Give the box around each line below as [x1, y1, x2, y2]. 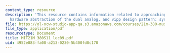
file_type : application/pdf [5, 26, 65, 31]
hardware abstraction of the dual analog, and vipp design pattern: [10, 17, 157, 22]
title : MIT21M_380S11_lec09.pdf [5, 36, 73, 41]
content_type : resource [5, 7, 56, 13]
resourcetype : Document [5, 31, 56, 36]
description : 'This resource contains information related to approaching [5, 12, 166, 17]
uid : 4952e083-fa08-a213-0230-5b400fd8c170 [5, 40, 99, 45]
